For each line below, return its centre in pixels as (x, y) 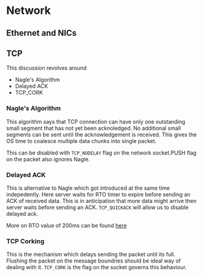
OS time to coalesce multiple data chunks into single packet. (82, 141)
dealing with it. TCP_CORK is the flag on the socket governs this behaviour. (97, 267)
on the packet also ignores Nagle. (48, 159)
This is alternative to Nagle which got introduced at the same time (88, 188)
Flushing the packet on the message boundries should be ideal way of (94, 261)
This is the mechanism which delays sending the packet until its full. (91, 255)
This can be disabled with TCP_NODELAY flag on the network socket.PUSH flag (101, 153)
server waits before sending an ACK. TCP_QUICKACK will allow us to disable (98, 207)
